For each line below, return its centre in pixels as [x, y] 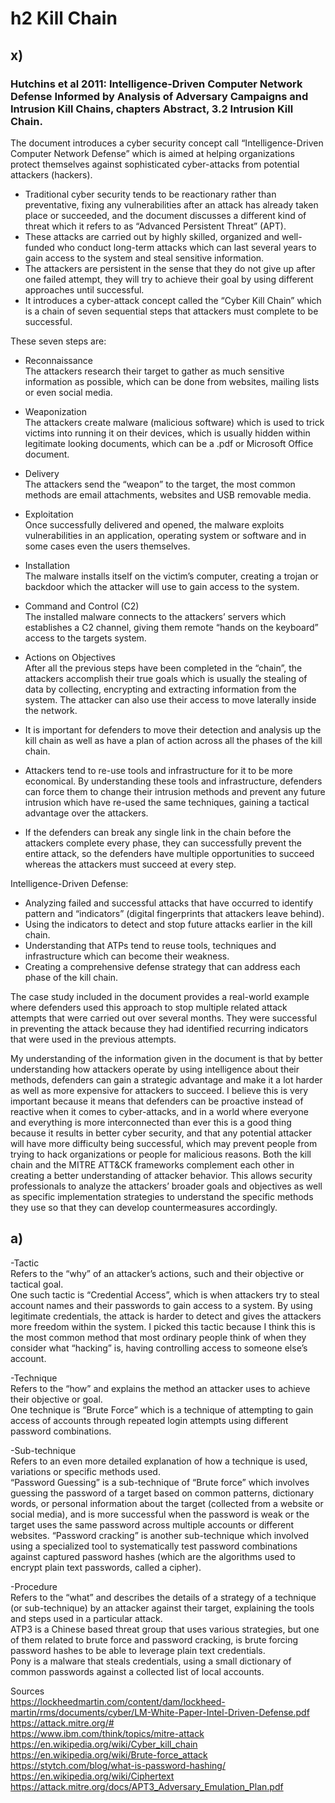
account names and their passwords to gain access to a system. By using [161, 1305]
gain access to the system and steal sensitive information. [144, 258]
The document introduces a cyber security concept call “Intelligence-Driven [167, 143]
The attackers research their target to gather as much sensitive [154, 371]
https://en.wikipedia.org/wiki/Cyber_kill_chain [104, 1744]
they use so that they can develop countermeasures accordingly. [144, 1207]
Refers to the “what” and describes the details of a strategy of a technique [163, 1597]
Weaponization [55, 411]
